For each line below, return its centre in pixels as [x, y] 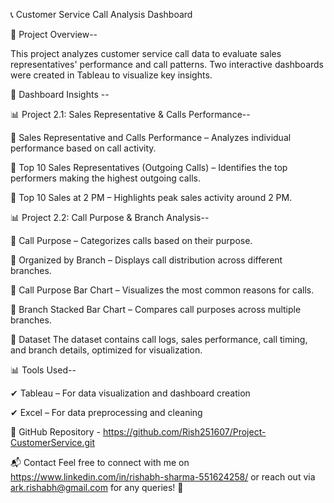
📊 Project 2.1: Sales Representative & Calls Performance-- [130, 114]
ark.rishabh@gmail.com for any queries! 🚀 [97, 487]
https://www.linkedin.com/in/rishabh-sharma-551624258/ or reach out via [163, 477]
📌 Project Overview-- [54, 34]
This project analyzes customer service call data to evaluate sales [146, 53]
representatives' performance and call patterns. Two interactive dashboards [167, 64]
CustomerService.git [53, 442]
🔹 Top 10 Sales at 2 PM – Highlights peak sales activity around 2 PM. [151, 197]
